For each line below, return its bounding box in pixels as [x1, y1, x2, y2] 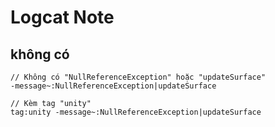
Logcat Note [10, 6, 115, 29]
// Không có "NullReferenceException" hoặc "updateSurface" [10, 72, 267, 82]
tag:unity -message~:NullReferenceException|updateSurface [10, 107, 262, 117]
